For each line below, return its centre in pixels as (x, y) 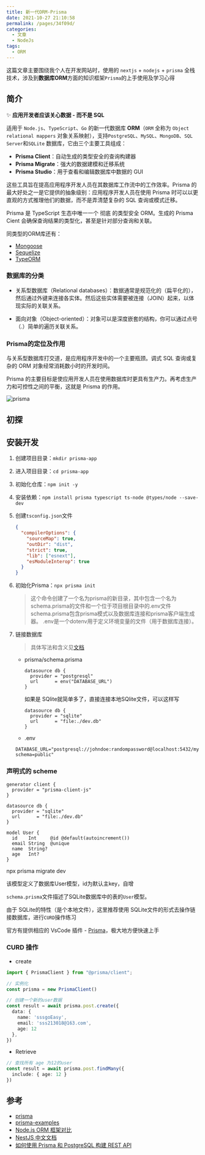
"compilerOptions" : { (49, 533)
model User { (23, 833)
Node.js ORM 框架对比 (43, 1130)
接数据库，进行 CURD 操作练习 (41, 917)
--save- (189, 498)
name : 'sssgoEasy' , (42, 1018)
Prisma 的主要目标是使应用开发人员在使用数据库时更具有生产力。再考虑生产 (102, 379)
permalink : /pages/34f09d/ (41, 23)
